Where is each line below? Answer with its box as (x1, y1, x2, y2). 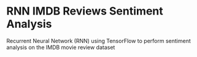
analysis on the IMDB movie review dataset (6, 44, 115, 51)
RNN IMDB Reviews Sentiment (6, 4, 164, 18)
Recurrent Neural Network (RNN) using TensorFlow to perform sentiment (6, 37, 191, 44)
